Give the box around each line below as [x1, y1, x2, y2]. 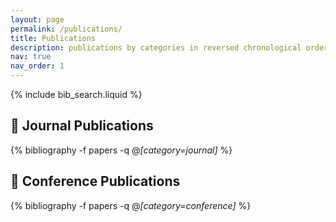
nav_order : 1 [10, 61, 65, 71]
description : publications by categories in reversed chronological [10, 42, 302, 53]
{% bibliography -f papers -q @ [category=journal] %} [10, 144, 233, 156]
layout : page [10, 14, 65, 25]
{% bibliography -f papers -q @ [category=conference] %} [10, 199, 252, 211]
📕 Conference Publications [10, 173, 181, 190]
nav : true [10, 52, 52, 62]
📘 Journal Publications [10, 117, 154, 135]
